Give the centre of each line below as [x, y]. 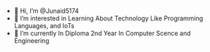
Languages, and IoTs [44, 26]
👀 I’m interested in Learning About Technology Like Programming [109, 18]
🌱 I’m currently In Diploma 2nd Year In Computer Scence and [103, 33]
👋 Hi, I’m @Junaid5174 [47, 11]
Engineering [31, 41]
